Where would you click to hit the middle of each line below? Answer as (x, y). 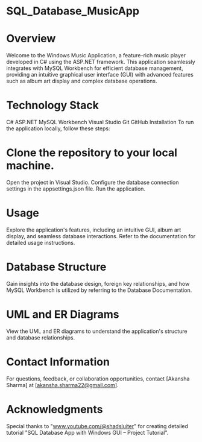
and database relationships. (41, 337)
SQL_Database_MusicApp (73, 11)
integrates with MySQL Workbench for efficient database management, (95, 68)
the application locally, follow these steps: (58, 128)
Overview (31, 39)
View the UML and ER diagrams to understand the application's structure (97, 331)
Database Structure (56, 267)
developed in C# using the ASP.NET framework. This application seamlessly (101, 62)
